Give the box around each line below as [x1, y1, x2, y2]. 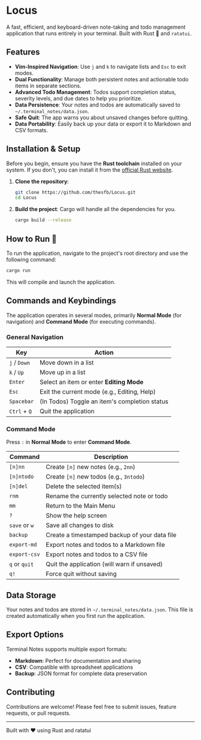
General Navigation [6, 333, 64, 341]
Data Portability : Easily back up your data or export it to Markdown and [14, 120, 191, 127]
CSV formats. [14, 126, 48, 133]
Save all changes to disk [45, 521, 114, 529]
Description [94, 453, 129, 461]
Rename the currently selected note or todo [45, 492, 168, 500]
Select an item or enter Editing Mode [39, 377, 144, 386]
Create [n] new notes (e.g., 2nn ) [45, 463, 136, 471]
